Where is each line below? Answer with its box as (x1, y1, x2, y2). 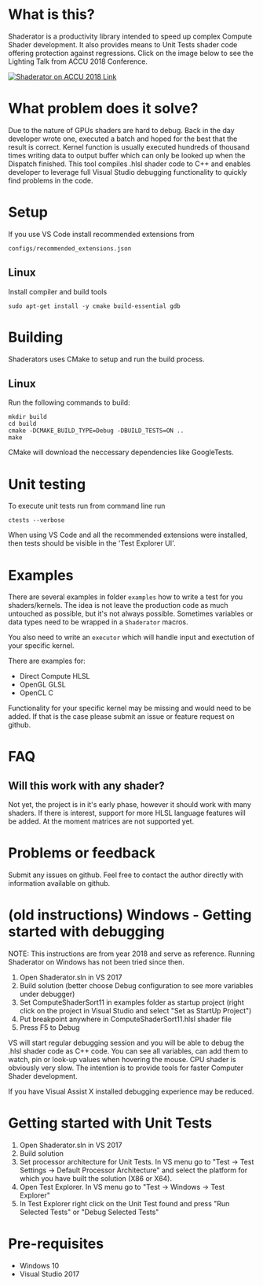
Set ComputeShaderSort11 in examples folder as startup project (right (19, 998, 245, 1007)
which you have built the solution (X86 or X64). (19, 1174, 173, 1183)
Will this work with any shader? (8, 779, 165, 792)
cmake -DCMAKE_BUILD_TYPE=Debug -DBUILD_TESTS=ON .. (8, 427, 184, 435)
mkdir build (8, 413, 47, 421)
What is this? (8, 6, 96, 24)
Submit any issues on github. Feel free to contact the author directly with (8, 870, 243, 880)
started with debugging (8, 923, 165, 941)
